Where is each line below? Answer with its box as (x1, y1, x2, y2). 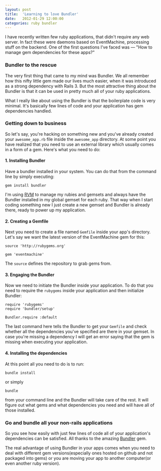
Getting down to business (5, 120, 67, 127)
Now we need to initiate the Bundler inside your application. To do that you (5, 282, 154, 288)
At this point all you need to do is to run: (5, 361, 85, 367)
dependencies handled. (5, 108, 52, 114)
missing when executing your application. (5, 339, 88, 345)
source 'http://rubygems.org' (5, 244, 66, 248)
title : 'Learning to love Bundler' (5, 12, 79, 17)
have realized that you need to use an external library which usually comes (5, 141, 154, 147)
